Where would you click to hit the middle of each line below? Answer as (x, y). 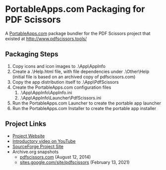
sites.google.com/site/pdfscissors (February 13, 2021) (75, 162)
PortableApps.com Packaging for (75, 9)
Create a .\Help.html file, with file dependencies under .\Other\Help (81, 71)
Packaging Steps (32, 54)
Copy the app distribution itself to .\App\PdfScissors (65, 82)
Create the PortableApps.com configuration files (62, 87)
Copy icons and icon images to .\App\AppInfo (59, 66)
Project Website (28, 136)
